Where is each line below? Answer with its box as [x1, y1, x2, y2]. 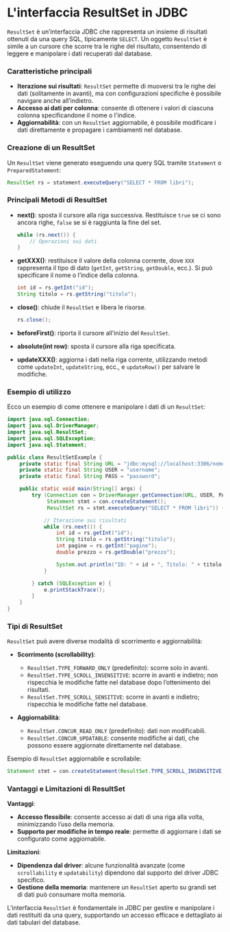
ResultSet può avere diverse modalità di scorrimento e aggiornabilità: [7, 637, 203, 645]
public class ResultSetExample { [7, 454, 103, 461]
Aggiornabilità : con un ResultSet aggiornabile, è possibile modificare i [16, 119, 216, 127]
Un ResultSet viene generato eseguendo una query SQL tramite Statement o [7, 158, 222, 167]
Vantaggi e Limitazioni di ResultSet [7, 784, 125, 793]
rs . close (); [16, 317, 51, 324]
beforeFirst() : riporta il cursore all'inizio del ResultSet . [16, 328, 170, 337]
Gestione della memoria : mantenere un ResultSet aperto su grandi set [16, 883, 217, 892]
